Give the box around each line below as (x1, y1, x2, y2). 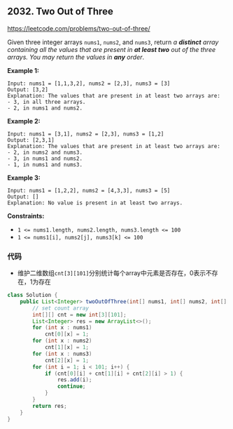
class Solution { (7, 291, 58, 299)
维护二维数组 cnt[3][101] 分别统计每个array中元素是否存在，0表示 (17, 269, 206, 277)
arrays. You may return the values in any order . (7, 53, 145, 61)
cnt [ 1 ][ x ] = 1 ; (44, 344, 90, 351)
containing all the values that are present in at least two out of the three (7, 45, 216, 53)
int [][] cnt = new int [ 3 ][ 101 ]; (32, 311, 127, 318)
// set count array (32, 305, 90, 312)
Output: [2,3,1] (7, 136, 55, 143)
